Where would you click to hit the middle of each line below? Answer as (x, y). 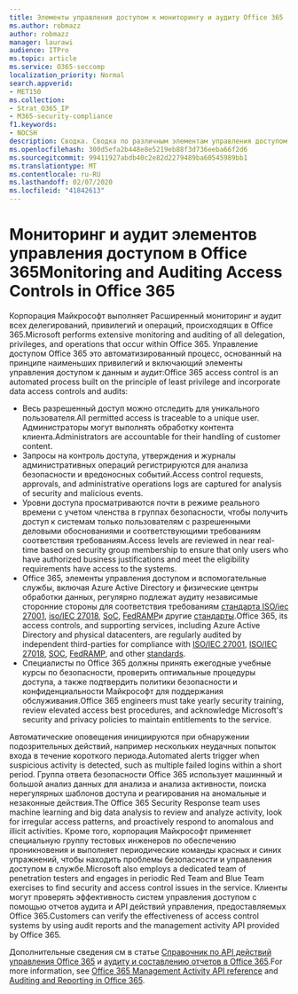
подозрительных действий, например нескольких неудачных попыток (143, 745)
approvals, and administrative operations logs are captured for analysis (152, 484)
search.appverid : (41, 83)
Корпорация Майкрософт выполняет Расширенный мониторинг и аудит (145, 315)
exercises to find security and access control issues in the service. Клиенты (149, 887)
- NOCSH (24, 133)
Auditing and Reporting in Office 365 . (77, 980)
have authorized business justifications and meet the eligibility (136, 559)
